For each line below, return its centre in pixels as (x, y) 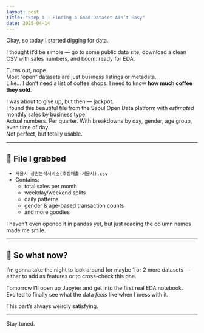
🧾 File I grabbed (36, 159)
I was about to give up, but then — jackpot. (60, 101)
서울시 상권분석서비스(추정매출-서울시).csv (61, 174)
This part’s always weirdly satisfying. (52, 306)
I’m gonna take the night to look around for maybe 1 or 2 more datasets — (98, 270)
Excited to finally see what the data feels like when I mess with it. (87, 294)
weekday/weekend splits (55, 193)
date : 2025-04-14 (28, 23)
